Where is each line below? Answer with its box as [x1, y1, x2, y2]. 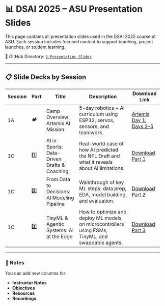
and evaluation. [79, 197, 114, 204]
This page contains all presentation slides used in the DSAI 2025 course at [5, 33, 156, 39]
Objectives [12, 285, 35, 291]
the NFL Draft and [79, 153, 120, 159]
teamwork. [79, 129, 104, 136]
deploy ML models [79, 214, 122, 221]
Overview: [46, 114, 70, 121]
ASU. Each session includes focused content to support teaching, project [5, 38, 153, 44]
